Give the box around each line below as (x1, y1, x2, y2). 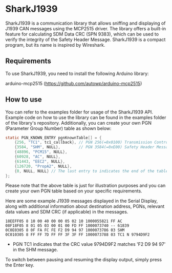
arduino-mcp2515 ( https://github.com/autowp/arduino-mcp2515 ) (5, 80, 142, 86)
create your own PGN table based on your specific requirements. (5, 188, 142, 194)
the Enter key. (5, 262, 35, 268)
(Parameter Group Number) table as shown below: (5, 125, 112, 131)
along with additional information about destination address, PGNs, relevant (5, 203, 165, 209)
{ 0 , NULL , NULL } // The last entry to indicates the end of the (14, 168, 155, 173)
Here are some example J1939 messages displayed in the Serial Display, (5, 198, 158, 204)
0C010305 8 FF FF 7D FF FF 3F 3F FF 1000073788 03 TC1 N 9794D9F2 (5, 232, 150, 238)
